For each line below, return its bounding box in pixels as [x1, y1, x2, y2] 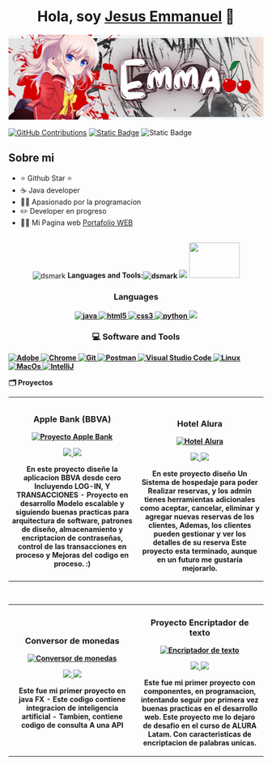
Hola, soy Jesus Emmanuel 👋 [37, 7, 235, 26]
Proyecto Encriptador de [150, 617, 249, 628]
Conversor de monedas [24, 635, 120, 646]
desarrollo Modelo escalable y [19, 499, 125, 508]
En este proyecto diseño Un [152, 469, 248, 478]
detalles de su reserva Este [152, 538, 247, 547]
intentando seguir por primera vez [140, 695, 259, 705]
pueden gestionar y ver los [153, 529, 247, 538]
